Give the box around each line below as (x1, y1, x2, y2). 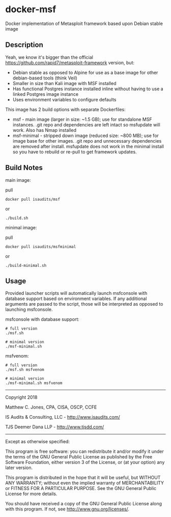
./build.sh (5, 215, 28, 221)
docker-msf (5, 4, 56, 15)
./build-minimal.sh (5, 263, 47, 268)
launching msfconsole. (5, 307, 53, 313)
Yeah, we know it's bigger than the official (5, 54, 93, 60)
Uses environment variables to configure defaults (12, 96, 117, 102)
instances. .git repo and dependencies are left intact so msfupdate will (12, 121, 160, 128)
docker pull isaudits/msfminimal (5, 244, 76, 249)
